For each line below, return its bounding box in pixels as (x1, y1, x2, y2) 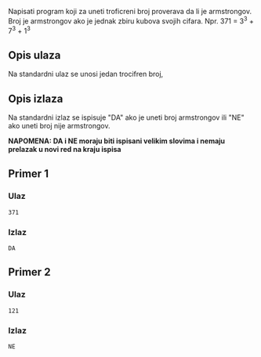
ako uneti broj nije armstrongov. (8, 121, 111, 130)
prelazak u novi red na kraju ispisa (8, 144, 121, 153)
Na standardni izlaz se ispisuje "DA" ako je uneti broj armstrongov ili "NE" (8, 113, 245, 122)
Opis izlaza (8, 92, 63, 105)
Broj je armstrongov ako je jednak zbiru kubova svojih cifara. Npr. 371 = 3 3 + (8, 15, 255, 26)
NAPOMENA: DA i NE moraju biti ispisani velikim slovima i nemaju (8, 136, 226, 146)
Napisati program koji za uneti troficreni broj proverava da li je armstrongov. (8, 7, 252, 16)
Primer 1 (8, 168, 49, 181)
